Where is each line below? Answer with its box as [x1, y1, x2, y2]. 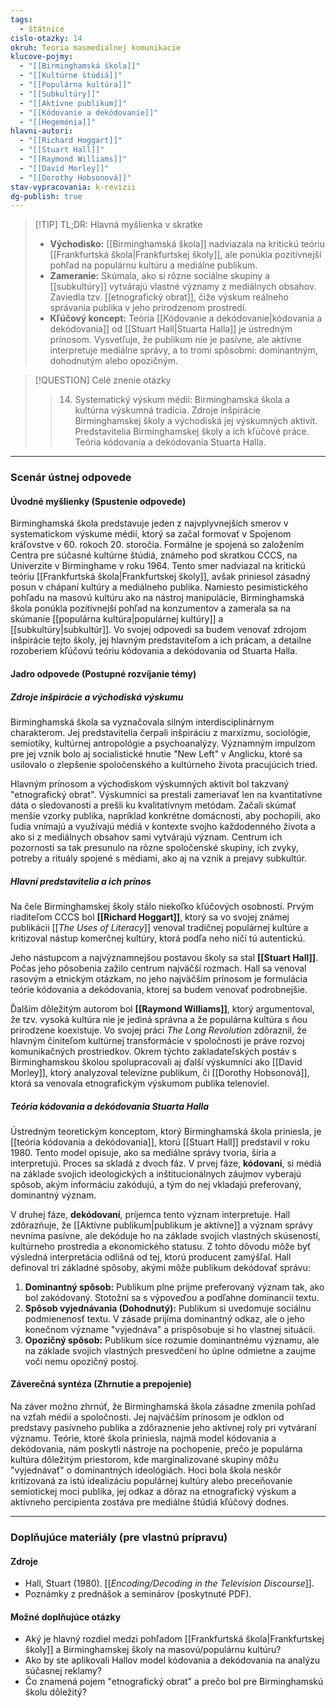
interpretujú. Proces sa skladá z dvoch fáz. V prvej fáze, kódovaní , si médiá [10, 1157, 322, 1169]
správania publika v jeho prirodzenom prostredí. [49, 302, 248, 314]
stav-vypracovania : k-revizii [10, 182, 137, 192]
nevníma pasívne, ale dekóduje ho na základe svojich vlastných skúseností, [10, 1229, 321, 1241]
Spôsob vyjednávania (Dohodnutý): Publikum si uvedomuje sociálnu [24, 1302, 312, 1314]
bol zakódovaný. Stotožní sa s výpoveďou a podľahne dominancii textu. [24, 1291, 320, 1303]
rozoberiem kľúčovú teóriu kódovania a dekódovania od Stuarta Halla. [10, 645, 298, 657]
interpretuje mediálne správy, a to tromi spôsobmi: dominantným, [49, 344, 318, 356]
